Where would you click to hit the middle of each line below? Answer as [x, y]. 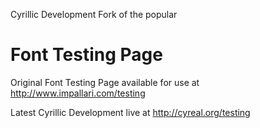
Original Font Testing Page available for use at [105, 82]
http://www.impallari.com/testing [78, 93]
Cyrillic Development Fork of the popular [94, 14]
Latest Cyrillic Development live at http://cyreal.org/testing [130, 112]
